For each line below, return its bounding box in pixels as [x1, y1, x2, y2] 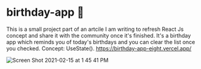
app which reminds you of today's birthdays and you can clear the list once [6, 38, 196, 45]
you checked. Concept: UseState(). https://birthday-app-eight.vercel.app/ [6, 45, 192, 52]
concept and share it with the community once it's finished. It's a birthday [6, 31, 191, 39]
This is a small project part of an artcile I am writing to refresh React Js [6, 25, 184, 33]
